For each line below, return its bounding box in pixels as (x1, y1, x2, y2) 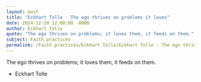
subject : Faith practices (6, 37, 71, 42)
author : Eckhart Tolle (6, 25, 63, 32)
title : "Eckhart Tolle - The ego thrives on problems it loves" (6, 14, 170, 20)
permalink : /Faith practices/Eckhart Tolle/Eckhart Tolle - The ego (6, 42, 181, 48)
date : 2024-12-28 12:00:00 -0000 (6, 20, 90, 26)
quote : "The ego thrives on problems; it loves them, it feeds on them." (6, 31, 194, 37)
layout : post (6, 8, 39, 15)
